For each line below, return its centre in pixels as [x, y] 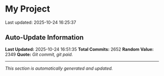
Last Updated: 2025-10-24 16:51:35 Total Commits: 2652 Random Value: [79, 49]
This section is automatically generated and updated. [59, 68]
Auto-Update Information [44, 38]
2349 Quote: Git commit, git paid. [39, 54]
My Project [28, 9]
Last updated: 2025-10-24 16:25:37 [41, 22]
